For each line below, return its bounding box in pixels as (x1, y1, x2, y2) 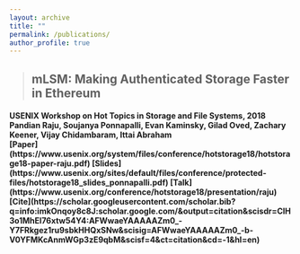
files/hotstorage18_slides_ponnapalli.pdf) (9, 177, 169, 188)
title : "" (9, 22, 47, 31)
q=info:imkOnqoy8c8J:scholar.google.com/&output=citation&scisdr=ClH (9, 206, 292, 216)
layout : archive (9, 13, 70, 22)
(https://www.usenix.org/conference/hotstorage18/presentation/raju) (9, 187, 278, 197)
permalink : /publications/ (9, 30, 110, 39)
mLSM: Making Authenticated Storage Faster (31, 71, 290, 86)
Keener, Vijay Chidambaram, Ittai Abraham (9, 129, 172, 140)
